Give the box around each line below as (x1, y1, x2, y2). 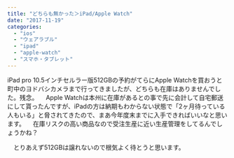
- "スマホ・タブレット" (13, 56, 74, 63)
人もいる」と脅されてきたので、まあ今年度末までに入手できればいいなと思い (7, 110, 228, 119)
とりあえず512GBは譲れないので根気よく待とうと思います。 (13, 143, 185, 151)
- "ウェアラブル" (13, 36, 58, 43)
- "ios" (13, 29, 36, 37)
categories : (7, 23, 42, 30)
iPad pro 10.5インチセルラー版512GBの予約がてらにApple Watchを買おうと (7, 76, 223, 84)
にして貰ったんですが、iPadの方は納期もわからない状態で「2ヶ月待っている (7, 102, 226, 110)
